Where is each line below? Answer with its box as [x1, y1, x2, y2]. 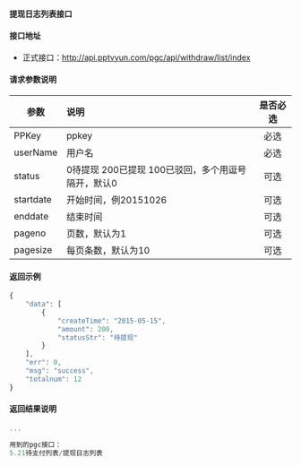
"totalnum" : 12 [25, 375, 82, 384]
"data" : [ [25, 300, 63, 309]
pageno [13, 227, 47, 239]
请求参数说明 [9, 74, 56, 85]
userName [13, 146, 58, 159]
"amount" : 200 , [56, 324, 115, 333]
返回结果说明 [9, 403, 56, 414]
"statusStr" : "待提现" [56, 332, 138, 342]
